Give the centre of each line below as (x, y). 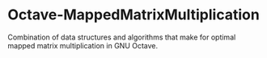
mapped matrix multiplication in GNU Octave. (83, 45)
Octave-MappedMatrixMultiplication (133, 15)
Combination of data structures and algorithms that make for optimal (122, 37)
